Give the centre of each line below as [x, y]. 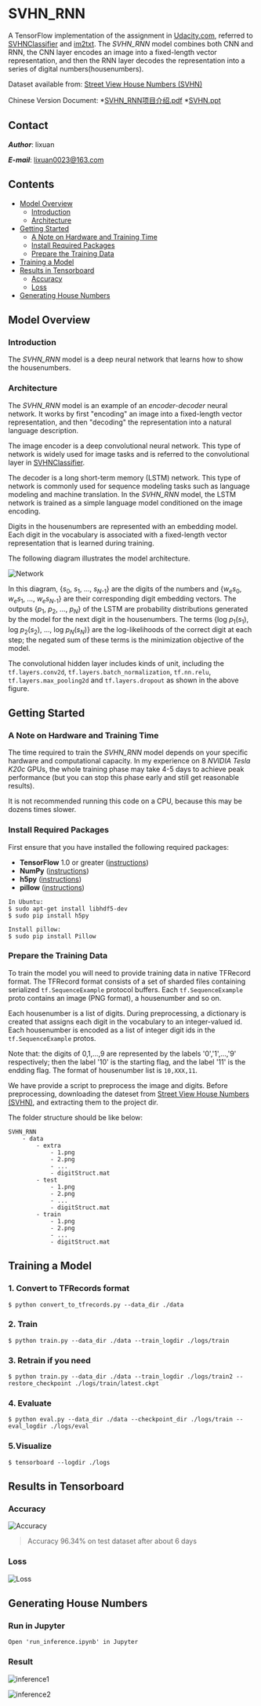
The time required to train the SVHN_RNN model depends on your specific [128, 752]
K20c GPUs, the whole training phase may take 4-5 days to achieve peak [126, 769]
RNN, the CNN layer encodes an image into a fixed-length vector [112, 52]
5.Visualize [30, 1446]
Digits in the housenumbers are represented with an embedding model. [123, 526]
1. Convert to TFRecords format [69, 1289]
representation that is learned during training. [81, 542]
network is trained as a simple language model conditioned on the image [125, 502]
